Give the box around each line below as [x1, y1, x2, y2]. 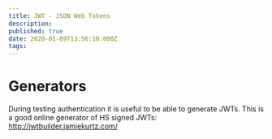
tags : [8, 42, 27, 50]
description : [8, 20, 53, 28]
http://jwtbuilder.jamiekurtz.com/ [8, 121, 118, 131]
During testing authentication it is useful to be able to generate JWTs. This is [8, 104, 264, 114]
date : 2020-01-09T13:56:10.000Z [8, 34, 118, 43]
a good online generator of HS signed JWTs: [8, 113, 158, 123]
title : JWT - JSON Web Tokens [8, 11, 111, 20]
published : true [8, 27, 63, 35]
